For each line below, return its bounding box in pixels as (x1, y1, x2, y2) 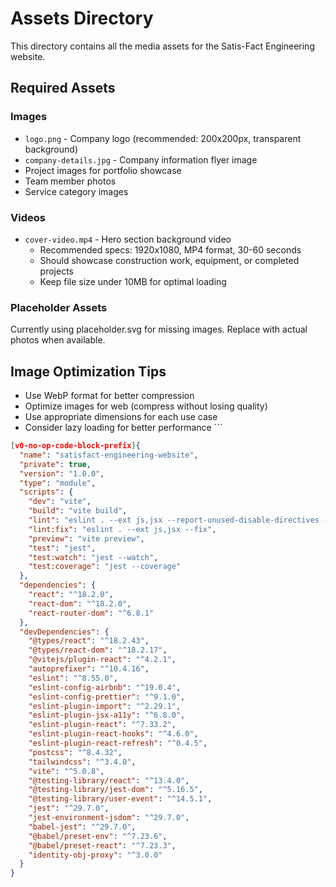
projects (39, 265, 74, 277)
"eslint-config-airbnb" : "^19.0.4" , (28, 682, 182, 692)
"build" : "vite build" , (28, 506, 128, 516)
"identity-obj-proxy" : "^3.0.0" (28, 850, 163, 860)
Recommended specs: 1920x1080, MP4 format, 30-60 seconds (39, 243, 302, 256)
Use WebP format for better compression (24, 390, 195, 402)
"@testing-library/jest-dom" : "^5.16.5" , (28, 785, 203, 795)
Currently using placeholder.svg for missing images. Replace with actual (10, 323, 308, 336)
